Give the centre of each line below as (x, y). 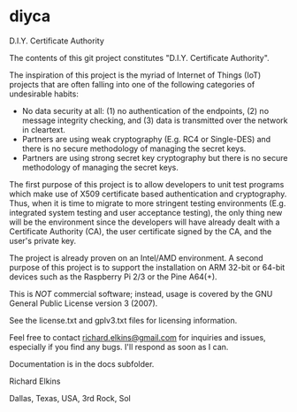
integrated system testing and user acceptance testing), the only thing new (146, 212)
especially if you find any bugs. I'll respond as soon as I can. (119, 347)
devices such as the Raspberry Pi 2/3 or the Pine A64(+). (114, 277)
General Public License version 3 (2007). (84, 303)
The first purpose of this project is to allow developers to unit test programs (147, 184)
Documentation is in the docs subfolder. (82, 363)
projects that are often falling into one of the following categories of (132, 84)
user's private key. (43, 240)
